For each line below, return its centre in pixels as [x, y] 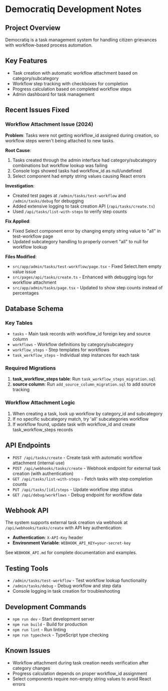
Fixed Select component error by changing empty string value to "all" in [87, 231]
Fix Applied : [18, 221]
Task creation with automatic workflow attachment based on [75, 73]
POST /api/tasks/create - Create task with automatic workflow [77, 457]
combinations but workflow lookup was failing [60, 165]
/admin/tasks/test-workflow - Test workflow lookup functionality [79, 581]
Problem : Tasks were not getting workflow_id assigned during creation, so [82, 135]
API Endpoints [28, 446]
